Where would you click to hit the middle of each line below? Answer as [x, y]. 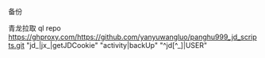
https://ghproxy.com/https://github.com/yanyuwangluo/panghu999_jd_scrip [133, 37]
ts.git [17, 45]
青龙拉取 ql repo [35, 28]
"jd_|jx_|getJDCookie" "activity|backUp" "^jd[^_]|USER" [117, 45]
